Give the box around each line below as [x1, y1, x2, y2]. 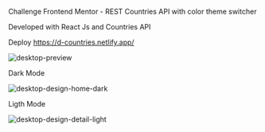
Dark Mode [8, 68, 45, 78]
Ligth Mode [8, 99, 46, 108]
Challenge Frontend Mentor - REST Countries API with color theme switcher [8, 7, 257, 16]
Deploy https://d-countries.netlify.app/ [8, 37, 134, 47]
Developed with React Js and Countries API [8, 22, 151, 31]
